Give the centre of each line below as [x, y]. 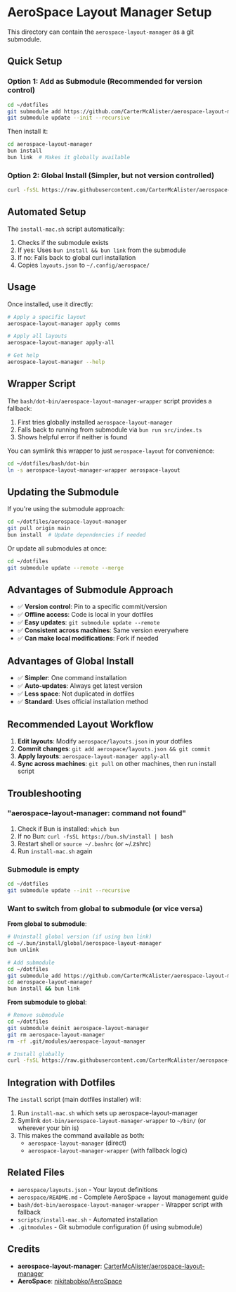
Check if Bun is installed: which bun [68, 829]
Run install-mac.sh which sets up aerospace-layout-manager [107, 1113]
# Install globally [36, 1054]
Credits [24, 1249]
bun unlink [23, 950]
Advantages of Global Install [71, 661]
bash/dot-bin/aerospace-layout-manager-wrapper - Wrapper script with [120, 1204]
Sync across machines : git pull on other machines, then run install [117, 764]
